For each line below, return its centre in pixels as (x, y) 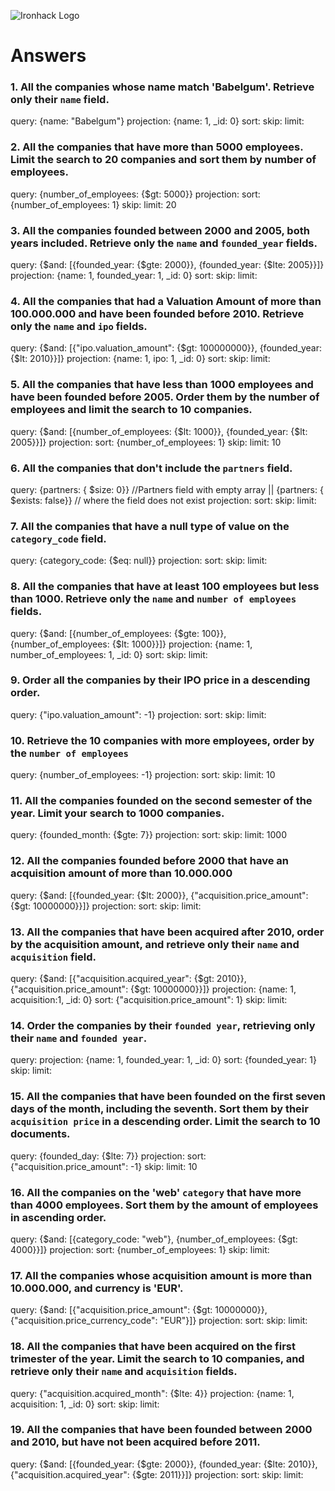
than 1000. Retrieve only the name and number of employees (153, 599)
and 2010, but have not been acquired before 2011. (135, 1442)
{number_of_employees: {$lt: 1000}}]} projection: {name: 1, (131, 644)
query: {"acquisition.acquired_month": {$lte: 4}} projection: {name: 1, (152, 1393)
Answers (48, 56)
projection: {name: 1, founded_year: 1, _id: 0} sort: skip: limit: (134, 276)
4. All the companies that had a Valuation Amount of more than (166, 301)
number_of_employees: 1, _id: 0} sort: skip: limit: (109, 654)
